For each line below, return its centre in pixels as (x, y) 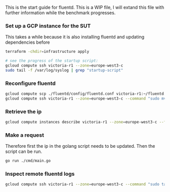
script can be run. (24, 151)
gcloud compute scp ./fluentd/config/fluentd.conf (60, 94)
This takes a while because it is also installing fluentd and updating (75, 37)
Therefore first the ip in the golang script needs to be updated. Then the (80, 146)
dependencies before (28, 42)
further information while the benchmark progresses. (60, 13)
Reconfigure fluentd (30, 83)
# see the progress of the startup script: (52, 61)
